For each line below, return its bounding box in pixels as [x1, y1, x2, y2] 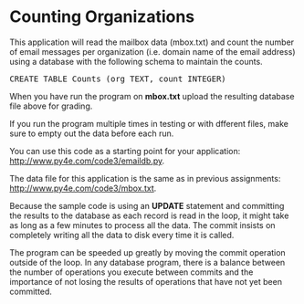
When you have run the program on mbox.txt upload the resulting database [9, 90, 295, 101]
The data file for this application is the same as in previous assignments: [9, 173, 281, 183]
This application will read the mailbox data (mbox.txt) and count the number [9, 37, 295, 47]
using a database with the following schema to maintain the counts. [9, 56, 263, 67]
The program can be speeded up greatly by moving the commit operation [9, 246, 286, 257]
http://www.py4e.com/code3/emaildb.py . [9, 155, 165, 166]
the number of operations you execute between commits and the [9, 267, 254, 278]
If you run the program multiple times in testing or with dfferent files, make [9, 118, 289, 129]
